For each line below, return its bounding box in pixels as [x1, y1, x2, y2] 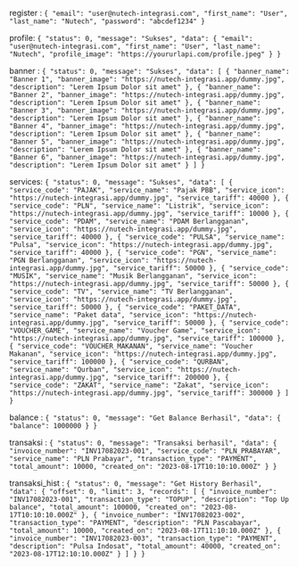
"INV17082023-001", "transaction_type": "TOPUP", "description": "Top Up [9, 495, 290, 504]
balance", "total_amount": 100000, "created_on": [9, 503, 198, 512]
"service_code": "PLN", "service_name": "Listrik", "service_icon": [9, 201, 269, 210]
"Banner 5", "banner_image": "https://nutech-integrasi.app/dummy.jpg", [9, 137, 286, 146]
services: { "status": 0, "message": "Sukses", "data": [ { [9, 177, 234, 186]
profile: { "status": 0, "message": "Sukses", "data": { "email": [9, 33, 253, 43]
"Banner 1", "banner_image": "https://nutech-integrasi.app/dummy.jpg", [9, 75, 286, 84]
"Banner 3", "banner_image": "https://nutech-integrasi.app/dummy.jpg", [9, 106, 286, 115]
